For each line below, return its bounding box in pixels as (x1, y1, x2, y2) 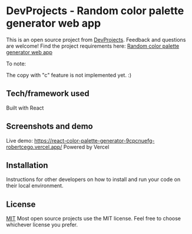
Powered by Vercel (63, 143, 110, 150)
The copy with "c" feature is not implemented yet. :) (6, 71, 131, 78)
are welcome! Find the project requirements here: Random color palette (6, 42, 180, 50)
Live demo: (6, 137, 34, 144)
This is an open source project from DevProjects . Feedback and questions (6, 36, 186, 43)
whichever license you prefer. (6, 221, 78, 228)
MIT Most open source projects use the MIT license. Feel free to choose (6, 215, 181, 222)
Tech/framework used (6, 88, 90, 98)
